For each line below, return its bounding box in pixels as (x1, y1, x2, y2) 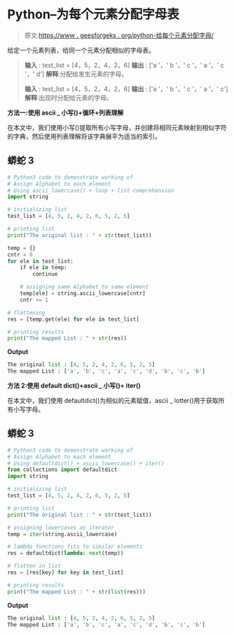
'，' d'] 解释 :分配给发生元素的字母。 (24, 70, 128, 78)
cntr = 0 (7, 251, 33, 258)
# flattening (7, 309, 46, 316)
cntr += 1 (20, 296, 49, 303)
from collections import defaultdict (7, 466, 118, 473)
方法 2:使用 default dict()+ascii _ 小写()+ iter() (7, 381, 141, 390)
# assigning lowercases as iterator (7, 524, 114, 531)
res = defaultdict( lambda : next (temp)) (7, 550, 124, 557)
